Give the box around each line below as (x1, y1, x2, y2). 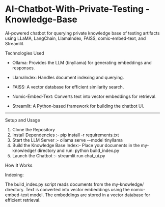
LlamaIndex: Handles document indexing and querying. (12, 74, 124, 80)
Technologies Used (5, 50, 44, 56)
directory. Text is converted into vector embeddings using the (5, 186, 130, 192)
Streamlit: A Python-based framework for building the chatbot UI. (12, 103, 144, 109)
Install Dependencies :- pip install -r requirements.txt (12, 132, 119, 138)
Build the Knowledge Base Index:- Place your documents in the (12, 142, 140, 148)
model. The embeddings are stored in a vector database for (29, 192, 151, 198)
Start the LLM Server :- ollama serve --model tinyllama (12, 137, 123, 143)
